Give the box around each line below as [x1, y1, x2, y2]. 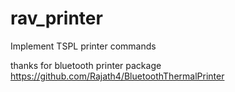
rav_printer [10, 7, 103, 30]
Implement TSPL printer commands [10, 40, 157, 52]
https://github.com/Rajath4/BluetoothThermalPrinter [10, 70, 225, 82]
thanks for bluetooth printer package [10, 59, 162, 71]
